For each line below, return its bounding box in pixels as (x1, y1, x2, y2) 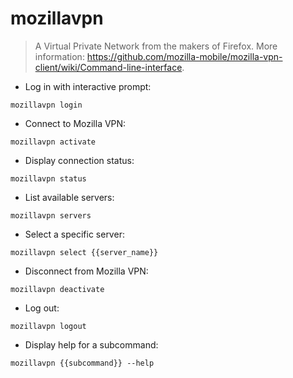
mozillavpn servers (10, 210, 92, 221)
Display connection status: (24, 154, 135, 166)
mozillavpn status (10, 173, 87, 184)
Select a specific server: (24, 228, 125, 240)
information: (34, 50, 85, 62)
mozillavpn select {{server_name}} (10, 247, 159, 257)
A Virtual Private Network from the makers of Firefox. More (34, 40, 278, 52)
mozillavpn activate (10, 137, 97, 147)
